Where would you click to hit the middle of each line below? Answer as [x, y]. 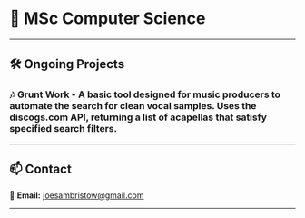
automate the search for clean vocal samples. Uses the [133, 106]
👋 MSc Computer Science [108, 19]
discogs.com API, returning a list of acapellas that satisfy [138, 117]
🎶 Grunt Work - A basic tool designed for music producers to [145, 94]
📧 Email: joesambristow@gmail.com [77, 195]
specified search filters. [64, 129]
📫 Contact [41, 169]
